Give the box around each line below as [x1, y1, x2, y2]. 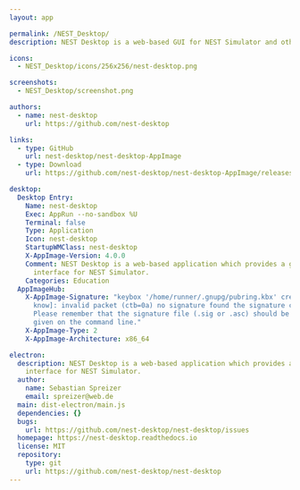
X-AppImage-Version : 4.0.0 [25, 251, 126, 260]
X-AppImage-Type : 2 [25, 325, 98, 335]
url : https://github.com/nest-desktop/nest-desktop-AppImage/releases [25, 169, 294, 178]
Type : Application [25, 226, 94, 235]
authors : [9, 103, 42, 112]
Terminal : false [25, 218, 87, 227]
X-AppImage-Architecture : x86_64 [25, 334, 150, 343]
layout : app [9, 13, 54, 22]
